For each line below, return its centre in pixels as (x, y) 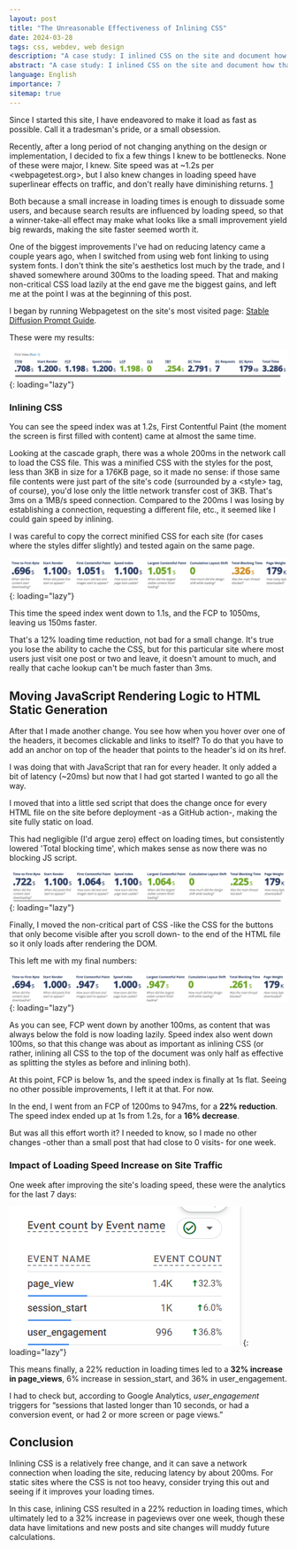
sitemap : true (35, 93)
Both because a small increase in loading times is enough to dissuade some (147, 201)
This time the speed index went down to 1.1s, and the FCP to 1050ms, (135, 613)
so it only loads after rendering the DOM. (83, 943)
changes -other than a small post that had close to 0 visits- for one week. (143, 1142)
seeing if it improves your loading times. (82, 1491)
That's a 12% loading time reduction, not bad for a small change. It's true (141, 640)
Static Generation (59, 710)
